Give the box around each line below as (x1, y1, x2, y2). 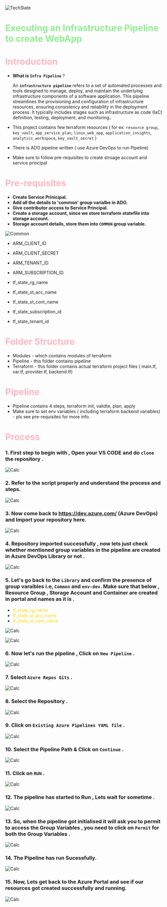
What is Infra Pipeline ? (12, 73, 65, 79)
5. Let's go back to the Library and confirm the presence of (5, 577, 152, 584)
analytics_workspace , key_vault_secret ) (12, 135, 97, 141)
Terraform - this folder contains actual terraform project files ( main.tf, (12, 363, 157, 369)
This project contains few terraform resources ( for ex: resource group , (12, 124, 159, 130)
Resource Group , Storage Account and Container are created (5, 589, 158, 596)
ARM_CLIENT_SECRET (12, 250, 59, 256)
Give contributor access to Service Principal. (12, 205, 108, 211)
